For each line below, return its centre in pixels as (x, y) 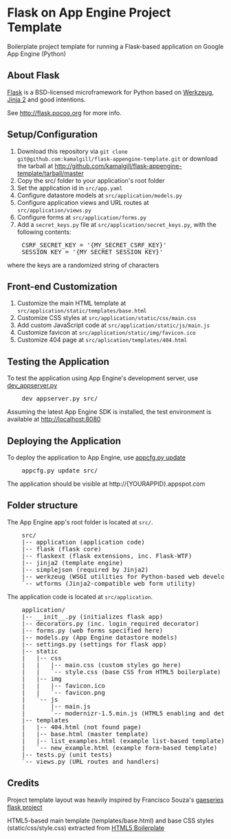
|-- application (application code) (84, 542)
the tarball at (35, 166)
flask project (25, 807)
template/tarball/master (50, 173)
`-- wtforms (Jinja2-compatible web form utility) (109, 583)
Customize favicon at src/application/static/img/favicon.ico (106, 333)
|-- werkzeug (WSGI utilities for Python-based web (110, 576)
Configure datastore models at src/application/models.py (100, 195)
